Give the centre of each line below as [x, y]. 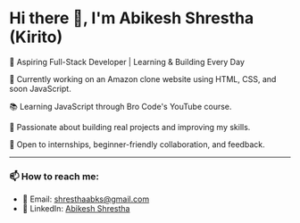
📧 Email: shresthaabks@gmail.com [86, 199]
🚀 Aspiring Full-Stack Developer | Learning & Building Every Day [127, 62]
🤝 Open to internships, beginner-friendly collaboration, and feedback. [137, 144]
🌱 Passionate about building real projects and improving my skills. [130, 127]
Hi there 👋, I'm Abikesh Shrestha [132, 18]
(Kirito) [36, 37]
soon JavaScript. [40, 88]
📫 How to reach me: [54, 176]
